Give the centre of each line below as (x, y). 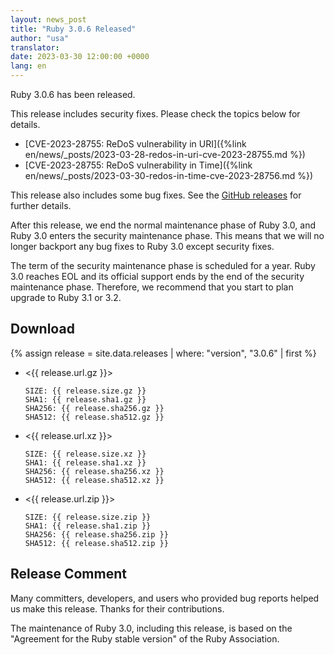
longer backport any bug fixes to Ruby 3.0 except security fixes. (142, 246)
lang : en (28, 66)
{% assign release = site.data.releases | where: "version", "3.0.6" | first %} (163, 353)
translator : (35, 47)
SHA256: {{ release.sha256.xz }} (94, 471)
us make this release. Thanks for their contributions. (117, 608)
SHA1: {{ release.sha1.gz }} (85, 399)
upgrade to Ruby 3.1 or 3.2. (66, 297)
